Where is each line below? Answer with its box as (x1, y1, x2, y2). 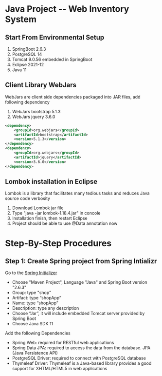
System (5, 14, 37, 25)
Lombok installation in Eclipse (5, 177, 98, 186)
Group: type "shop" (12, 290, 52, 296)
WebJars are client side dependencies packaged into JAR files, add (5, 94, 141, 99)
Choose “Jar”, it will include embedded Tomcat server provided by (12, 311, 145, 317)
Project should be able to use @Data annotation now (12, 220, 118, 226)
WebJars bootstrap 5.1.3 (12, 108, 61, 114)
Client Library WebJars (5, 81, 77, 89)
